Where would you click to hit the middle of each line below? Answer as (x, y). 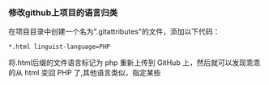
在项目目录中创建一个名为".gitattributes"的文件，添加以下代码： (114, 32)
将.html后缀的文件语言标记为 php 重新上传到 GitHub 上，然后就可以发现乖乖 (134, 63)
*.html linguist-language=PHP (60, 47)
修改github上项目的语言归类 (63, 12)
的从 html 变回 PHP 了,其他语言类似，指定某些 (85, 73)
